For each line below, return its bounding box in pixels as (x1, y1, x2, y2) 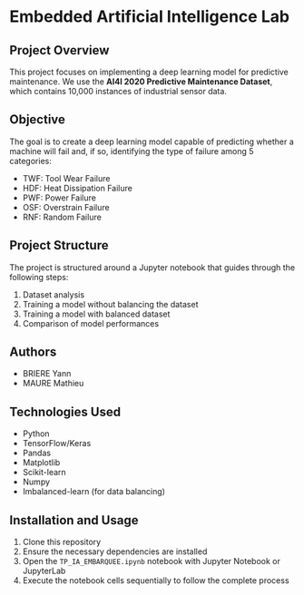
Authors (9, 345, 57, 360)
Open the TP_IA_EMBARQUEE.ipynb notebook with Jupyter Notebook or (22, 556, 281, 567)
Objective (9, 112, 66, 128)
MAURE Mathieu (22, 378, 84, 389)
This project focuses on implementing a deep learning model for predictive (9, 66, 289, 77)
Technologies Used (9, 404, 121, 419)
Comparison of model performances (22, 317, 160, 328)
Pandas (22, 447, 52, 459)
